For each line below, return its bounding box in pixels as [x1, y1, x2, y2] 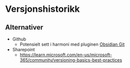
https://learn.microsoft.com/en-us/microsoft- [19, 52, 113, 58]
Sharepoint [12, 47, 35, 52]
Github [12, 36, 26, 42]
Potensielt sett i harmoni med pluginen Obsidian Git [19, 41, 125, 47]
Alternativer [5, 23, 44, 32]
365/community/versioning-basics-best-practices [19, 57, 123, 63]
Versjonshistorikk [5, 3, 80, 15]
